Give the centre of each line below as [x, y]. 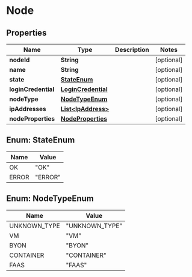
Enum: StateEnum [41, 140]
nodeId [20, 60]
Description [132, 50]
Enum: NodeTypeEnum [50, 199]
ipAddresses [28, 109]
